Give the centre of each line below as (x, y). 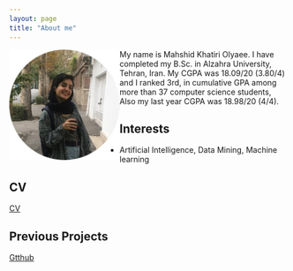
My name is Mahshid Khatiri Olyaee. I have (197, 54)
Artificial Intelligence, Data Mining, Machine (199, 150)
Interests (145, 128)
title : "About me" (43, 28)
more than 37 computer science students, (195, 92)
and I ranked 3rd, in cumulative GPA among (198, 82)
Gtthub (22, 257)
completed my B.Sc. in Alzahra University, (195, 64)
